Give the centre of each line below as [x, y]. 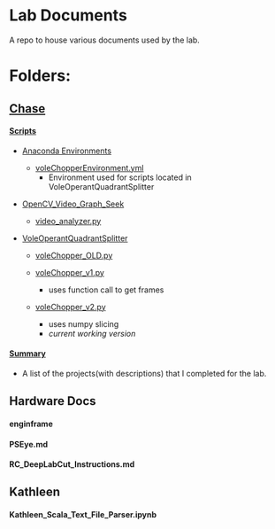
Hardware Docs [53, 401]
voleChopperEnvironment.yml [89, 167]
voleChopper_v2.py [70, 307]
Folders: [40, 76]
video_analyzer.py [68, 221]
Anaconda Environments [67, 151]
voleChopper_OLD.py [74, 255]
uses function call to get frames [106, 290]
